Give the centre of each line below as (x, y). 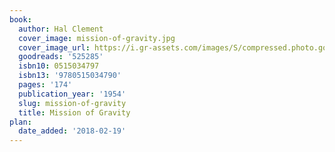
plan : (20, 122)
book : (20, 19)
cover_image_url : (54, 47)
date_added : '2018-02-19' (72, 131)
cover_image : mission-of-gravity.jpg (97, 38)
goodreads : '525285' (61, 57)
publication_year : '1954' (72, 94)
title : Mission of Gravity (74, 112)
